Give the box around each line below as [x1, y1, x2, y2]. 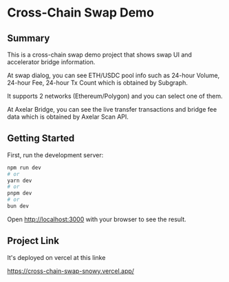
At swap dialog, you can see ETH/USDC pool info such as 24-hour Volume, [7, 71, 220, 79]
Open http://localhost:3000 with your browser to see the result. [7, 215, 187, 223]
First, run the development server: [7, 150, 104, 159]
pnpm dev [7, 190, 32, 197]
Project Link [7, 235, 60, 247]
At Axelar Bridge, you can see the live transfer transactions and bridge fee [7, 105, 217, 113]
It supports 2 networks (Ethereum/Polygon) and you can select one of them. [7, 92, 223, 100]
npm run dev [7, 164, 41, 171]
